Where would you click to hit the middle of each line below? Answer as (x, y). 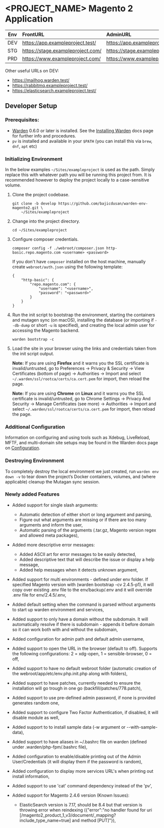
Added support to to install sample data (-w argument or (69, 727)
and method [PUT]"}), (94, 820)
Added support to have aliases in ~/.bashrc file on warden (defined (80, 741)
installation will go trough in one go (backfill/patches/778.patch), (77, 688)
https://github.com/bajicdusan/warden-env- (103, 204)
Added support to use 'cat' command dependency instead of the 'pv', (82, 785)
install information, (31, 776)
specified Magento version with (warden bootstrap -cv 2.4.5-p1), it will (83, 584)
